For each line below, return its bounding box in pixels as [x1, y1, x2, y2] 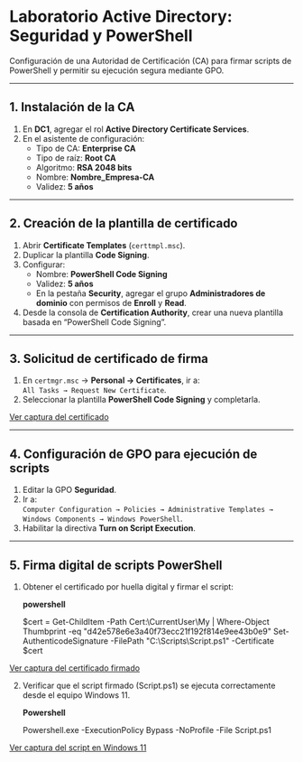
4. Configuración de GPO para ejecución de [9, 446, 258, 461]
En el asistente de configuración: [22, 133, 145, 144]
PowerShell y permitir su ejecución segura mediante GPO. [9, 65, 225, 76]
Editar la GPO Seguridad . [22, 485, 117, 496]
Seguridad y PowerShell [9, 25, 193, 46]
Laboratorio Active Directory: [9, 6, 233, 27]
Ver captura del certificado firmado [9, 663, 141, 674]
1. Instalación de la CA [9, 99, 135, 115]
